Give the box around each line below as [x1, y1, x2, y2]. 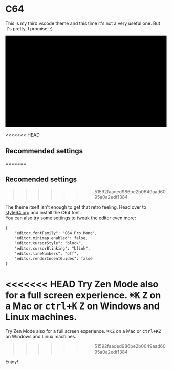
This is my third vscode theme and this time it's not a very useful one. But [5, 20, 160, 26]
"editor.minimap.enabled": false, [14, 236, 88, 241]
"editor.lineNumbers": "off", [14, 251, 79, 256]
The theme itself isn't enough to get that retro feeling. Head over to [5, 204, 147, 210]
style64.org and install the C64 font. [5, 210, 81, 216]
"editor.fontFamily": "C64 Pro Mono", [14, 231, 97, 236]
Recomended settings [5, 175, 77, 184]
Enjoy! [5, 359, 19, 365]
